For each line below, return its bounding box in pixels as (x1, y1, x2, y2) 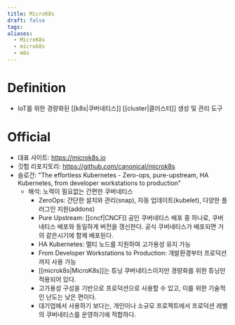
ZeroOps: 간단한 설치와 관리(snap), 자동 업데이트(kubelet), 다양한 (38, 196, 220, 204)
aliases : (7, 30, 33, 37)
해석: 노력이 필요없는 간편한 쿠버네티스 (27, 187, 133, 196)
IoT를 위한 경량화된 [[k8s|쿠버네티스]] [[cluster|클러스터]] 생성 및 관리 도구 (17, 103, 223, 113)
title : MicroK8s (7, 10, 55, 18)
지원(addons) (57, 205, 95, 213)
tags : (7, 23, 23, 30)
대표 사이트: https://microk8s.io (17, 153, 107, 162)
